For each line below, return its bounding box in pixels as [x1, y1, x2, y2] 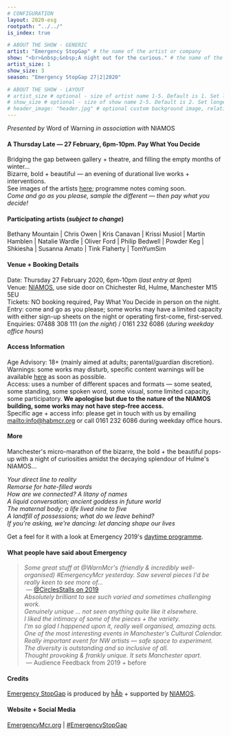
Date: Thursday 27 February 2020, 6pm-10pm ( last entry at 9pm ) [7, 276, 192, 284]
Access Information [7, 343, 65, 351]
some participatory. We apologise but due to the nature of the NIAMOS [7, 394, 211, 402]
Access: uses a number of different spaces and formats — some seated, [7, 380, 212, 388]
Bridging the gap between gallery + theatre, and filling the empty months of [7, 155, 221, 164]
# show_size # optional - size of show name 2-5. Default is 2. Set [7, 99, 208, 106]
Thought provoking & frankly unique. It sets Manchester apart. [23, 651, 201, 660]
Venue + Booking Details [7, 261, 79, 268]
